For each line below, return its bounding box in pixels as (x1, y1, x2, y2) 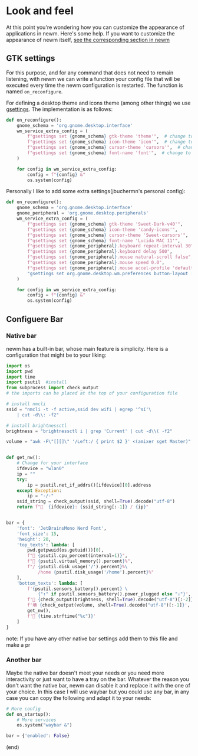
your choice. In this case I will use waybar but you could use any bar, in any (6, 688, 190, 695)
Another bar (6, 656, 42, 664)
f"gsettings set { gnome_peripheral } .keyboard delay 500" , (27, 249, 173, 255)
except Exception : (16, 487, 62, 494)
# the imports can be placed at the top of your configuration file (6, 390, 178, 396)
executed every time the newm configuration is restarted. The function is (6, 82, 183, 89)
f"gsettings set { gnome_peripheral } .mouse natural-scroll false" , (27, 254, 194, 260)
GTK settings (6, 53, 55, 63)
